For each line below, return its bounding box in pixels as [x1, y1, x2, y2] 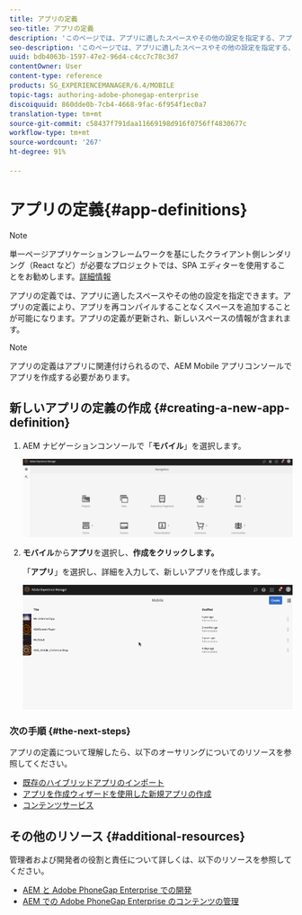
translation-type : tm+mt [9, 109, 102, 119]
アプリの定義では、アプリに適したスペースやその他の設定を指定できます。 [9, 290, 283, 301]
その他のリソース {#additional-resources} [9, 829, 245, 844]
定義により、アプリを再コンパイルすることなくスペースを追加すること [32, 301, 292, 312]
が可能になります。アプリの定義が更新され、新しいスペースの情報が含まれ [9, 312, 284, 323]
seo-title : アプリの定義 [9, 23, 94, 33]
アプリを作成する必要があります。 [9, 372, 135, 382]
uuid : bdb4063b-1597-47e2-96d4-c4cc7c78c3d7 [9, 52, 179, 62]
